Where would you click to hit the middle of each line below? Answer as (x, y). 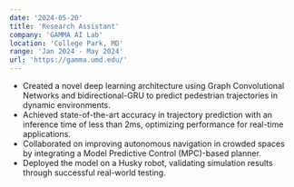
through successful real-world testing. (94, 172)
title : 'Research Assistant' (64, 26)
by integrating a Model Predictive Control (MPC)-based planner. (142, 153)
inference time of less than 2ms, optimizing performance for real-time (153, 124)
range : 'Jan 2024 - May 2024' (67, 52)
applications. (46, 134)
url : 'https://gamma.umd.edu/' (69, 60)
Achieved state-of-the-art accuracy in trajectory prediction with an (147, 115)
